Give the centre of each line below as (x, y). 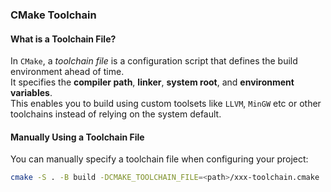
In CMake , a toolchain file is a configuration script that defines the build (154, 61)
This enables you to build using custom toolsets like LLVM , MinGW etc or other (166, 104)
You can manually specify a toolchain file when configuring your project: (159, 159)
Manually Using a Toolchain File (77, 137)
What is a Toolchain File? (63, 39)
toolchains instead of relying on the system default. (116, 114)
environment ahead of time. (67, 72)
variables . (31, 93)
